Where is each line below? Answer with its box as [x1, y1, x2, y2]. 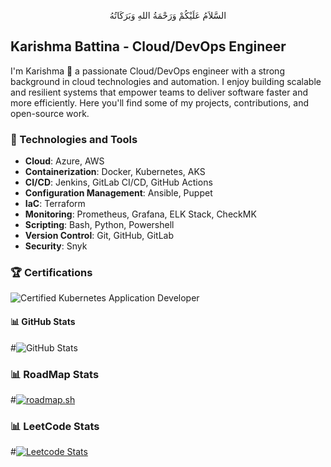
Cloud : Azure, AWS [24, 155, 105, 167]
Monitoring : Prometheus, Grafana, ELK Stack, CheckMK [24, 208, 257, 220]
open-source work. [10, 107, 90, 119]
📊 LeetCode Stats [10, 419, 100, 433]
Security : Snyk [24, 240, 88, 252]
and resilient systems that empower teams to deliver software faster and [10, 86, 309, 98]
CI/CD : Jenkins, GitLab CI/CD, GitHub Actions [24, 176, 213, 189]
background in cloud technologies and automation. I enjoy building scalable [10, 75, 322, 87]
